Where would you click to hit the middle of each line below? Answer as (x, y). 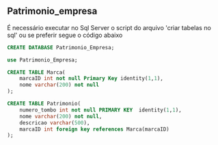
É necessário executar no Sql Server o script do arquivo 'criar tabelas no (109, 27)
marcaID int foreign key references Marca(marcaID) (94, 129)
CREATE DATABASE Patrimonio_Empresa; (61, 47)
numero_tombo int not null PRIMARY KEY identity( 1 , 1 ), (101, 110)
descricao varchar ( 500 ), (55, 122)
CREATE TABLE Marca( (37, 72)
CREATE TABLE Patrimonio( (44, 104)
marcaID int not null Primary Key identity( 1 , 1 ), (92, 79)
